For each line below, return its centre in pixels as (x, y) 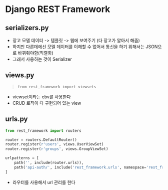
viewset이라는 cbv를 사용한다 (41, 97)
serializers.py (27, 28)
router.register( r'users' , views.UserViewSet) (54, 144)
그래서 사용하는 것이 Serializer (42, 59)
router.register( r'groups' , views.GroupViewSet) (57, 149)
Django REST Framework (58, 9)
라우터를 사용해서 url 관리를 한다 (44, 182)
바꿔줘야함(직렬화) (35, 53)
